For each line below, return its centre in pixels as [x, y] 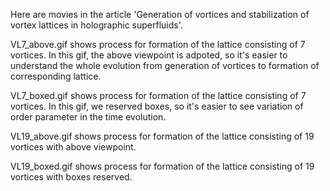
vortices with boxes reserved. [71, 177]
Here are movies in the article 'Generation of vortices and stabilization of [160, 14]
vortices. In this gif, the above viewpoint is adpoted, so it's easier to [149, 55]
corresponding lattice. [56, 76]
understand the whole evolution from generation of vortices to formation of [165, 65]
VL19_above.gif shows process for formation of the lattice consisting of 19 [162, 136]
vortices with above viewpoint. [73, 147]
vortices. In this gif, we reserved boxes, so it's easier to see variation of [157, 106]
